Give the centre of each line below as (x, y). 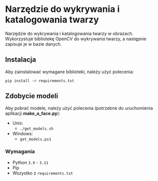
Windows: (23, 133)
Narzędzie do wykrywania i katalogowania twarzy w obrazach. (69, 33)
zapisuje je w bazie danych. (34, 44)
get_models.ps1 (35, 139)
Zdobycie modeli (32, 96)
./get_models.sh (37, 129)
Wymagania (20, 152)
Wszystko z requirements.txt (42, 173)
